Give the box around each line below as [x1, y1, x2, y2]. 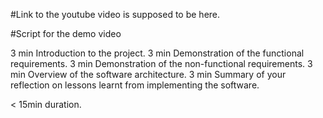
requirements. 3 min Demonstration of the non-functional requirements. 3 [10, 58, 313, 69]
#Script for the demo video [10, 28, 122, 39]
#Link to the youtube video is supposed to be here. [10, 9, 221, 20]
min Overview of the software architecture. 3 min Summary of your [10, 69, 287, 80]
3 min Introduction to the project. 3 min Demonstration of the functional [10, 47, 305, 59]
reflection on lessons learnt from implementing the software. [10, 79, 260, 91]
